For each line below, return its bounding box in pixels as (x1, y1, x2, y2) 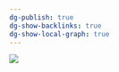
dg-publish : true (9, 12, 74, 22)
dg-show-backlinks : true (9, 21, 102, 30)
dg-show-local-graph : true (9, 29, 110, 38)
